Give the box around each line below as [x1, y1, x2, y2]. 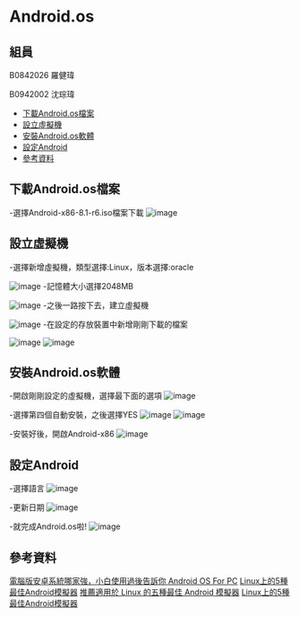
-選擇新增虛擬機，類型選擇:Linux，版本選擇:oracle [9, 261, 194, 272]
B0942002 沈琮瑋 [9, 89, 75, 100]
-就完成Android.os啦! [9, 521, 88, 532]
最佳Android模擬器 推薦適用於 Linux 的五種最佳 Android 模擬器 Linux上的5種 [9, 586, 290, 598]
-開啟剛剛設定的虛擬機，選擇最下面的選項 [9, 391, 163, 401]
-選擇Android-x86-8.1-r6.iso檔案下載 [9, 207, 144, 217]
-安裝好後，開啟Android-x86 [9, 428, 115, 439]
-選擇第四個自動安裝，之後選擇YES [9, 410, 139, 420]
